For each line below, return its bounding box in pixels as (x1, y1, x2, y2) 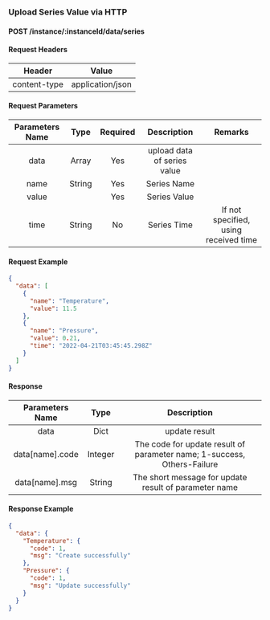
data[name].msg (14, 476, 78, 487)
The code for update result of (134, 438, 246, 450)
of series (153, 155, 187, 166)
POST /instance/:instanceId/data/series (8, 27, 145, 36)
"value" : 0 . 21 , (29, 334, 81, 343)
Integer (87, 448, 115, 459)
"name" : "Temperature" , (29, 296, 110, 305)
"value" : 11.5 (29, 304, 78, 312)
